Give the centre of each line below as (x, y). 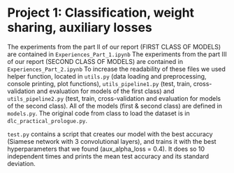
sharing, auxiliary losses (80, 27)
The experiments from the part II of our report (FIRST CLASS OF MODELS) (114, 47)
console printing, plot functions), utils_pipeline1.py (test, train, (100, 83)
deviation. (22, 163)
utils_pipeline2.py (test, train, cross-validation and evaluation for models (114, 98)
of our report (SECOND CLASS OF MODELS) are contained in (95, 61)
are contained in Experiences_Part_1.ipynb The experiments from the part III (117, 54)
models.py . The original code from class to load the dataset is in (98, 113)
